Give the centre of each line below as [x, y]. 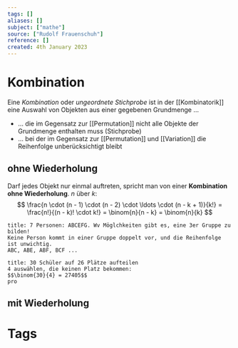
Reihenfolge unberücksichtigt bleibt [70, 146]
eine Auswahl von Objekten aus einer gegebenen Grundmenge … [103, 109]
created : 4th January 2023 [47, 47]
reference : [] [29, 41]
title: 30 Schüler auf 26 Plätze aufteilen [73, 262]
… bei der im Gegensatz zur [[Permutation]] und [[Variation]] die [112, 138]
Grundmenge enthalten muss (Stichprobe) [79, 131]
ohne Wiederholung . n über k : [52, 193]
